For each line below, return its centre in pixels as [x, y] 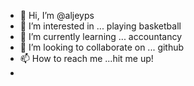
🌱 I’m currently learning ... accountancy [101, 36]
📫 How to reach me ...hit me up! [86, 58]
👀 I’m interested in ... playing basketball [100, 26]
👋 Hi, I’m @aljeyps [57, 15]
